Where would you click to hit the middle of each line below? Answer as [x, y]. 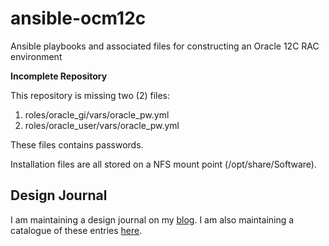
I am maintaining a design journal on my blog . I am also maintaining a [152, 219]
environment [36, 56]
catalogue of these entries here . [76, 230]
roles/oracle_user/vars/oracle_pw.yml [102, 125]
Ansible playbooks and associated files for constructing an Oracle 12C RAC [165, 46]
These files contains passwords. [77, 144]
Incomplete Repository [59, 76]
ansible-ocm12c [78, 18]
